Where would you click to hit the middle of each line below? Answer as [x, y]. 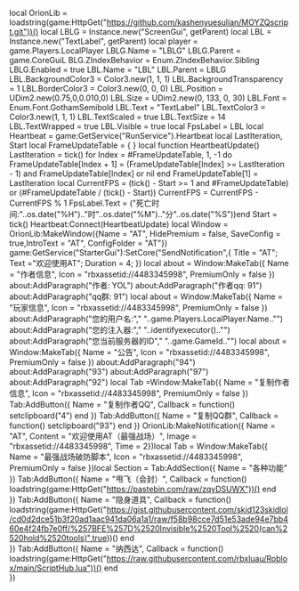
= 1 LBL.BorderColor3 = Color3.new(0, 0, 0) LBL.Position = [117, 89]
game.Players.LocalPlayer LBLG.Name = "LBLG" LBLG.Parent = [125, 51]
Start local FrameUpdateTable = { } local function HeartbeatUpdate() [134, 145]
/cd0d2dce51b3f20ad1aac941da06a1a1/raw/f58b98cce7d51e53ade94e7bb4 [149, 519]
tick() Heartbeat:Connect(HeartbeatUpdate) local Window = [119, 224]
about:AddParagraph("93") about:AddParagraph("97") [109, 372]
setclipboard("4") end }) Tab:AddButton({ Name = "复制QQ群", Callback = [144, 416]
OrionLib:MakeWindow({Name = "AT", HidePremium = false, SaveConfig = [145, 234]
